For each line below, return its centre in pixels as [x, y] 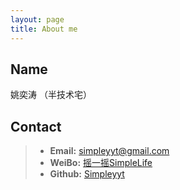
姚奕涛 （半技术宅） [51, 95]
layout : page [37, 19]
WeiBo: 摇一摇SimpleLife [101, 163]
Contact [36, 126]
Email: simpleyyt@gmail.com [109, 151]
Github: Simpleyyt [87, 174]
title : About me [44, 29]
